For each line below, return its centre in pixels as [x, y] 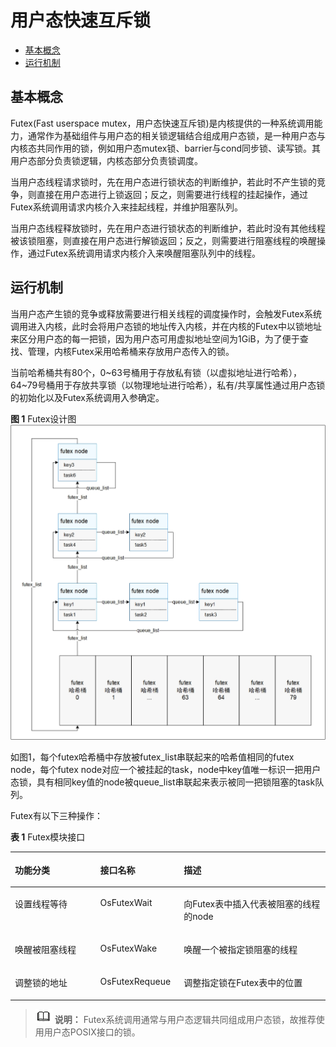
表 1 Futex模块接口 [48, 837]
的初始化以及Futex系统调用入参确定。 [87, 397]
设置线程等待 [41, 903]
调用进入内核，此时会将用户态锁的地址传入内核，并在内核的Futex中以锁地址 [166, 326]
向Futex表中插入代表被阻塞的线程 [252, 903]
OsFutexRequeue [135, 982]
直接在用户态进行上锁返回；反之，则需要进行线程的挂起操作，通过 [172, 194]
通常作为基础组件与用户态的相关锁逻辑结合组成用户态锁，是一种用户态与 [176, 135]
